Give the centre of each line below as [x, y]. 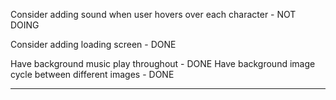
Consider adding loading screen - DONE [93, 44]
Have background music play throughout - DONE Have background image [163, 63]
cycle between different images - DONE [92, 74]
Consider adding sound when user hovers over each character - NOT [153, 14]
